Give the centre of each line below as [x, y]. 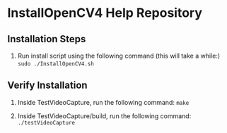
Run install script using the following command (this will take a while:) [119, 56]
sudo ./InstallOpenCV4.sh [56, 64]
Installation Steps [47, 39]
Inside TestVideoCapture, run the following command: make [103, 102]
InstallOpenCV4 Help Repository [105, 13]
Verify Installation [47, 85]
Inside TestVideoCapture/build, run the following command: [104, 116]
